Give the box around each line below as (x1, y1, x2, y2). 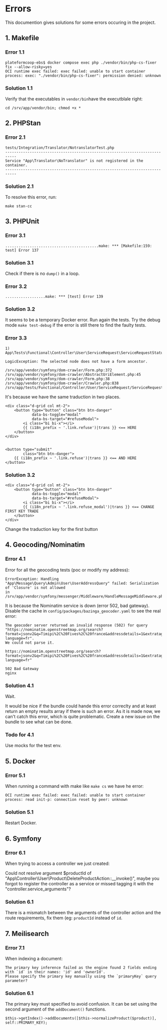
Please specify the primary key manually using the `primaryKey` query (5, 974, 157, 979)
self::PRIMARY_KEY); (5, 1020, 48, 1026)
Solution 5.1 (5, 808, 34, 815)
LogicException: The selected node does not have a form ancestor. (5, 359, 148, 364)
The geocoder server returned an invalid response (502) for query (5, 622, 148, 628)
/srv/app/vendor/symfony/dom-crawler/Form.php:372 (5, 367, 112, 373)
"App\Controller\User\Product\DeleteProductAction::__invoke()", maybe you (5, 875, 160, 881)
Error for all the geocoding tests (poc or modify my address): (5, 567, 130, 573)
